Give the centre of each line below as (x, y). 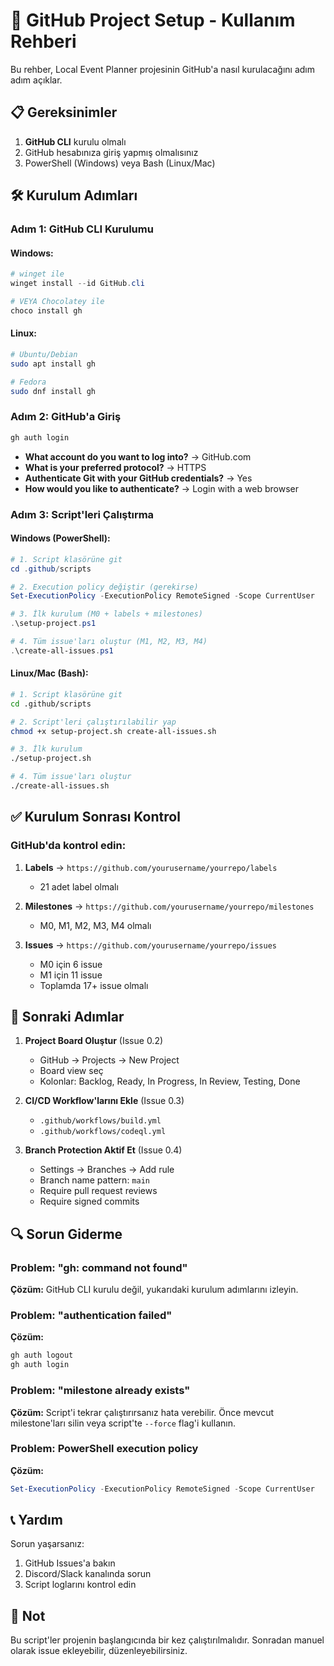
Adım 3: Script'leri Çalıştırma (82, 514)
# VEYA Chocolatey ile (57, 302)
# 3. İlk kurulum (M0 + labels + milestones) (106, 614)
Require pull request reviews (98, 1191)
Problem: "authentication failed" (91, 1316)
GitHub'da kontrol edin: (68, 846)
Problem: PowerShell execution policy (104, 1449)
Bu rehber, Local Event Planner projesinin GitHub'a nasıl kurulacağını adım (162, 69)
